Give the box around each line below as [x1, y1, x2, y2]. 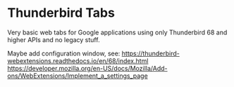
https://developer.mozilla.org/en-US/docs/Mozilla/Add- [7, 64, 168, 72]
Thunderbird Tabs [7, 5, 115, 21]
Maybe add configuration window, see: [7, 49, 121, 58]
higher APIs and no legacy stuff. [7, 35, 100, 43]
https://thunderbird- [121, 49, 180, 58]
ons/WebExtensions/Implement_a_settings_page [7, 72, 148, 80]
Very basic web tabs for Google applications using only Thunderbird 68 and [7, 28, 228, 36]
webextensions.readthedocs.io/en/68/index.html [7, 56, 149, 65]
